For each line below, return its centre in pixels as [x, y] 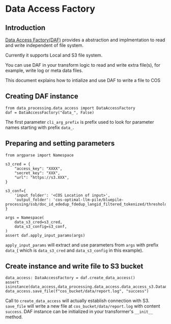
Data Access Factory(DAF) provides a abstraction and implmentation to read [85, 40]
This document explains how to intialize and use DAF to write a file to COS [83, 80]
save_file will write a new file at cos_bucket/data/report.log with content [83, 306]
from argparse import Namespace [39, 155]
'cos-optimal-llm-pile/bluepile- [89, 200]
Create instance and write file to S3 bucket [74, 266]
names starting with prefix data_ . [40, 127]
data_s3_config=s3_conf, [41, 226]
